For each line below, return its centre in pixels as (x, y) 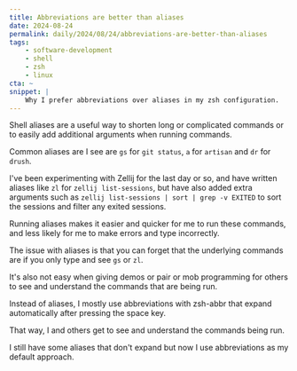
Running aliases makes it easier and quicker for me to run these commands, (148, 224)
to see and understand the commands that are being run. (113, 287)
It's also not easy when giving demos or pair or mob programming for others (148, 277)
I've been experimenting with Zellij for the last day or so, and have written (143, 178)
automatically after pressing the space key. (88, 313)
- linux (39, 75)
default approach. (42, 357)
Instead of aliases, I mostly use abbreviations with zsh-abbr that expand (141, 304)
